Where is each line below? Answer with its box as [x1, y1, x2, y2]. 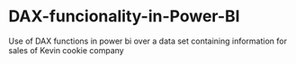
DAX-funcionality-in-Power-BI [8, 6, 240, 27]
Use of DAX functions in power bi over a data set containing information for [8, 36, 287, 46]
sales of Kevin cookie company [8, 44, 124, 55]
